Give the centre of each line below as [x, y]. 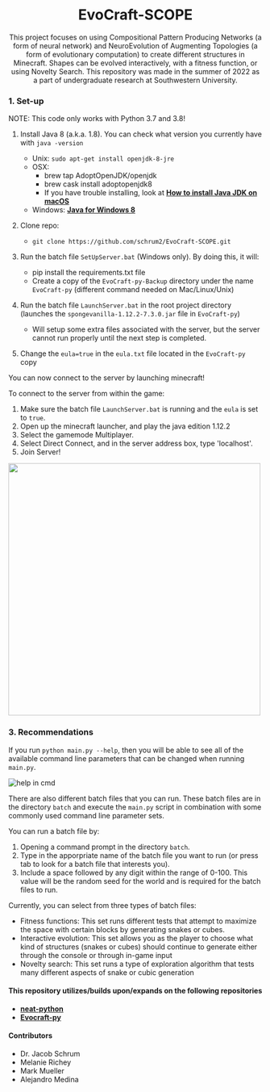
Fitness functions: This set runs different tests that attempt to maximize [138, 921]
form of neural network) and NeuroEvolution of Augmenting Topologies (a [135, 45]
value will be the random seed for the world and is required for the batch [140, 881]
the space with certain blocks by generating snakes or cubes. [123, 929]
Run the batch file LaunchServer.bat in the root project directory [126, 305]
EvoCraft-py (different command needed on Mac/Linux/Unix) [133, 290]
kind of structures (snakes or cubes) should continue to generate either [139, 947]
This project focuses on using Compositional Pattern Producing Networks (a [135, 37]
